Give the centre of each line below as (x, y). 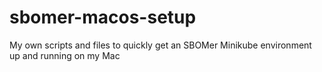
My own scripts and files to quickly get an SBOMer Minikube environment (160, 45)
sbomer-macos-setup (103, 17)
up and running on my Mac (65, 55)
